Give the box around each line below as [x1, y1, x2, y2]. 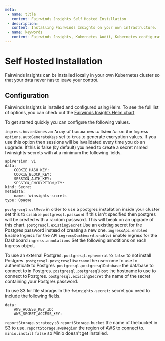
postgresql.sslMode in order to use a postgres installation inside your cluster [5, 206, 160, 212]
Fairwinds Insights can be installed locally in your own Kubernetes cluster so [5, 72, 160, 78]
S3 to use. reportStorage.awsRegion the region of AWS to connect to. [5, 325, 145, 331]
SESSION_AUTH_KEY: [14, 176, 52, 181]
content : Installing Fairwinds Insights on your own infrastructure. [11, 26, 157, 30]
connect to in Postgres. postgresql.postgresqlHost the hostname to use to [5, 268, 156, 274]
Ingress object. [5, 242, 35, 248]
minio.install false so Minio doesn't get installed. [5, 330, 108, 336]
